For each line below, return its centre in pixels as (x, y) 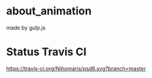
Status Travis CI (46, 52)
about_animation (49, 11)
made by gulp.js (26, 28)
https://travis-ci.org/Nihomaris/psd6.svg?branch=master (76, 68)
